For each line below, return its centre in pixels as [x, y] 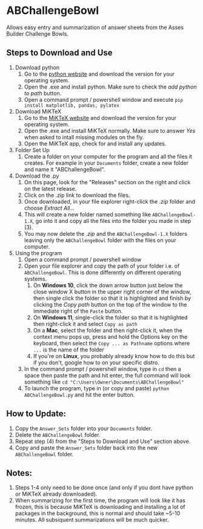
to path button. [43, 93]
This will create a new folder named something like [88, 214]
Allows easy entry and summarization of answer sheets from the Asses [95, 27]
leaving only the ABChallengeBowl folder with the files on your [100, 240]
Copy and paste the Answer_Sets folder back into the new [86, 447]
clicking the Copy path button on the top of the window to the [110, 304]
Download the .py [37, 176]
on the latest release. [50, 188]
